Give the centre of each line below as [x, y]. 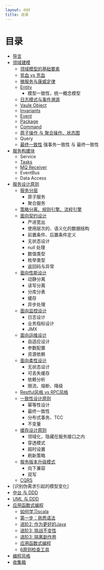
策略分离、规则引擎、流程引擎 [51, 210]
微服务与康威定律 [38, 82]
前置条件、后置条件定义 [52, 235]
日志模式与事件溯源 [40, 100]
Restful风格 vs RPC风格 [44, 392]
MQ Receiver [33, 167]
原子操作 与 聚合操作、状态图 [50, 133]
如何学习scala [34, 512]
